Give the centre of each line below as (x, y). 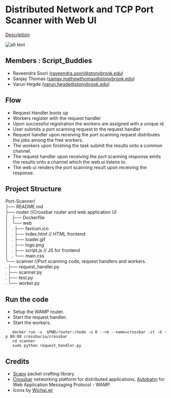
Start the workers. (32, 323)
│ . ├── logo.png (25, 245)
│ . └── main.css (25, 256)
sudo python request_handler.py (47, 346)
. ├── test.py (19, 278)
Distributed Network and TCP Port (80, 10)
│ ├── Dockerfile (25, 218)
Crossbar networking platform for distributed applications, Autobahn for (89, 379)
